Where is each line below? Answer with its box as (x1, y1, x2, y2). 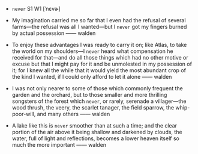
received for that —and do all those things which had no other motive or (11, 54, 188, 61)
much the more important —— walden (11, 141, 107, 148)
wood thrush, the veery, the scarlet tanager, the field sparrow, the (11, 104, 175, 111)
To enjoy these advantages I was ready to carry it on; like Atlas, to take (11, 42, 187, 48)
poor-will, (11, 111, 36, 117)
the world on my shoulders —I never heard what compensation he (11, 48, 173, 55)
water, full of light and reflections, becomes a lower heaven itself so (11, 135, 180, 142)
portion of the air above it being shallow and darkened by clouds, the (11, 129, 182, 135)
